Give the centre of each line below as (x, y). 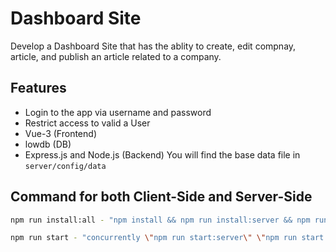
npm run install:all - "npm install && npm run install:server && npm (160, 220)
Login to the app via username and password (118, 112)
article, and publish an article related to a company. (116, 56)
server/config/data (65, 166)
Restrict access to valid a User (87, 123)
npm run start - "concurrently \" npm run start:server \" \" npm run (154, 238)
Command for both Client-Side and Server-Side (161, 197)
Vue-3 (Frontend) (60, 133)
